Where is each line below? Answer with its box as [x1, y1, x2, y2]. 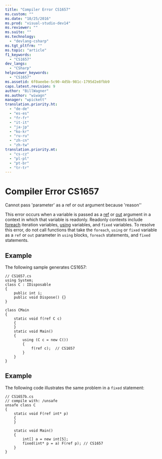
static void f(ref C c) [14, 316, 62, 321]
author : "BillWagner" [5, 88, 49, 93]
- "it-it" [9, 120, 29, 125]
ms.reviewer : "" [5, 25, 38, 30]
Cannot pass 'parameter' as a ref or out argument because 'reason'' [5, 202, 142, 208]
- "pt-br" [9, 161, 29, 166]
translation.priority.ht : [5, 102, 57, 107]
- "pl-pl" [9, 156, 29, 161]
